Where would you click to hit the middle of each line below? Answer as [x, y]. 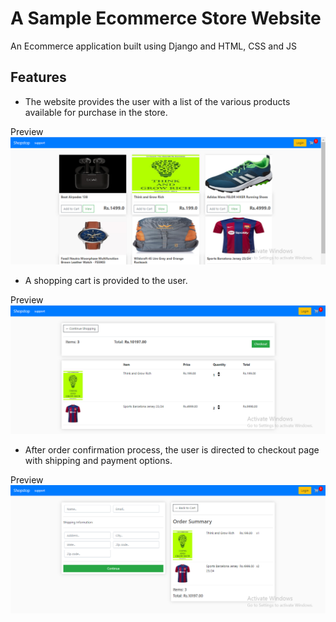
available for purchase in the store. [96, 112]
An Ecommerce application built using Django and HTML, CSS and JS [153, 46]
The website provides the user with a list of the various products [157, 101]
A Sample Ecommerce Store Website [166, 18]
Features [38, 77]
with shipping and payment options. [98, 461]
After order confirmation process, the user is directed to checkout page [172, 450]
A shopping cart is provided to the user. [106, 280]
